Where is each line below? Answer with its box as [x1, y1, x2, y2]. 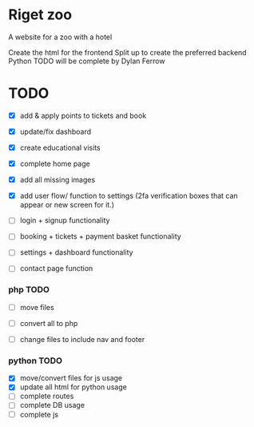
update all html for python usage [19, 382, 128, 392]
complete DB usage [19, 401, 85, 410]
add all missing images [19, 175, 96, 185]
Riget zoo [8, 6, 73, 24]
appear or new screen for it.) [19, 200, 114, 210]
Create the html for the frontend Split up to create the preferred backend [8, 47, 247, 57]
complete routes [19, 391, 74, 401]
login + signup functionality [19, 216, 110, 225]
